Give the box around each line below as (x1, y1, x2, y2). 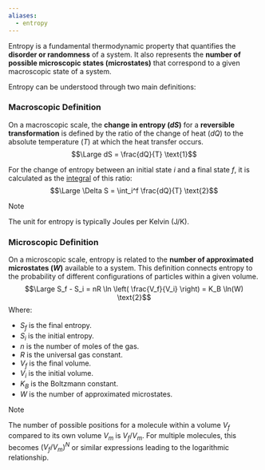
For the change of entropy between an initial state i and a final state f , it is (8, 164, 250, 174)
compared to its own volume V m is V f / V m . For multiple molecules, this (8, 430, 237, 442)
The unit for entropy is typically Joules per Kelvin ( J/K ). (8, 216, 190, 226)
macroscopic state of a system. (8, 66, 112, 76)
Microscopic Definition (8, 236, 99, 247)
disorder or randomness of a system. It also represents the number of (8, 49, 241, 59)
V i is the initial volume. (19, 369, 94, 380)
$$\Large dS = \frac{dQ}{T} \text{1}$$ (71, 149, 197, 159)
